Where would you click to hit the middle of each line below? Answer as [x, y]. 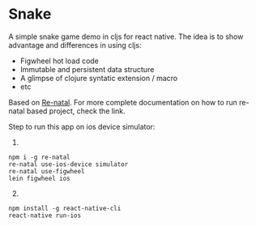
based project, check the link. [76, 111]
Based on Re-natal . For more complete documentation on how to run [123, 102]
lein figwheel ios [39, 178]
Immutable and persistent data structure [87, 69]
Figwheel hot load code [60, 61]
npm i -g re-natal [39, 157]
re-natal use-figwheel [47, 171]
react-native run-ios [45, 215]
